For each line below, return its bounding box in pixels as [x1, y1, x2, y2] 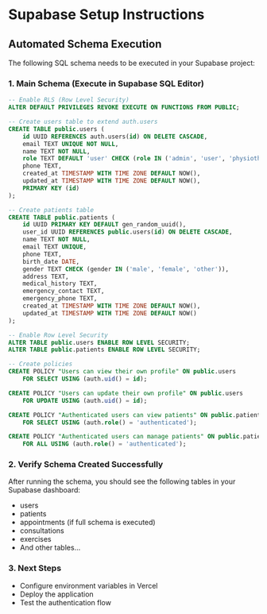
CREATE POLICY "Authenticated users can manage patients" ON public [8, 433, 240, 441]
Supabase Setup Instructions [8, 6, 205, 24]
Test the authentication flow [19, 597, 111, 607]
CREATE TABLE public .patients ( [8, 213, 115, 222]
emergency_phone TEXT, [22, 295, 98, 303]
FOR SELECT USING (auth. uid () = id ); [22, 375, 148, 383]
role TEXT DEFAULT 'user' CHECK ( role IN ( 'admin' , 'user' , [22, 155, 226, 163]
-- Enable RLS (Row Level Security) [8, 96, 130, 104]
